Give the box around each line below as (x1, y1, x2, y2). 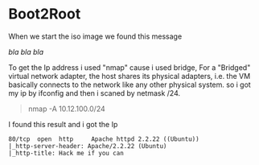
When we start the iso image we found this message (8, 31, 183, 41)
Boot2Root (8, 5, 81, 23)
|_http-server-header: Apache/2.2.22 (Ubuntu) (8, 142, 167, 150)
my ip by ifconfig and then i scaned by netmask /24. (8, 88, 181, 97)
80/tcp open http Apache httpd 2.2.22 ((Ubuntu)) (8, 134, 199, 143)
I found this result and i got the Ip (8, 119, 118, 129)
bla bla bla (8, 47, 44, 56)
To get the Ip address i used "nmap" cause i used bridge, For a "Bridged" (8, 62, 251, 72)
